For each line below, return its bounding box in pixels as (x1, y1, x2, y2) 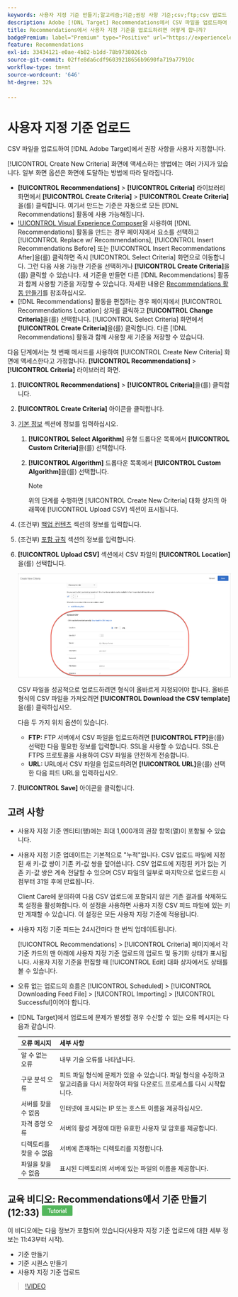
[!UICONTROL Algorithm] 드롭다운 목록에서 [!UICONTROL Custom (28, 459, 222, 467)
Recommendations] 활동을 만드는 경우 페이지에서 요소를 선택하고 (17, 228, 200, 237)
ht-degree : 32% (7, 79, 52, 86)
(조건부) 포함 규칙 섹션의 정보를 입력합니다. (17, 535, 136, 544)
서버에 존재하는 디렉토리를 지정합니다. (59, 1144, 164, 1152)
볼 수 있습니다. (17, 966, 58, 975)
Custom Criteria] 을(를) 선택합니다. (28, 444, 127, 452)
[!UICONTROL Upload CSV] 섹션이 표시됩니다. (47, 505, 178, 514)
